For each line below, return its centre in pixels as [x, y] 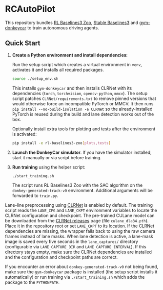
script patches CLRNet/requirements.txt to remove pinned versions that [84, 98]
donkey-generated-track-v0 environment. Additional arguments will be [82, 191]
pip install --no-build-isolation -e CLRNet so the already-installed [82, 109]
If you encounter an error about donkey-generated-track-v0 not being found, [82, 267]
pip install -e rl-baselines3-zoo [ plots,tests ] [61, 143]
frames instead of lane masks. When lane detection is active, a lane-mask [79, 237]
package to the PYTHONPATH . [32, 282]
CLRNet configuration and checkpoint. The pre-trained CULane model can [80, 216]
